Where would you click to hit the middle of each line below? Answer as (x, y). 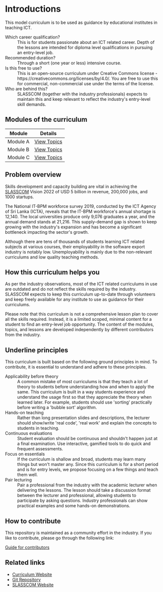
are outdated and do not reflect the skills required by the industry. (71, 289)
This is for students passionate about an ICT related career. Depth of (86, 42)
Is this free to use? (24, 68)
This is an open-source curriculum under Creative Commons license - (87, 73)
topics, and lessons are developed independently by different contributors (79, 330)
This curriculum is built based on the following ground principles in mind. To (81, 362)
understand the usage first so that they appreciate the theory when (84, 397)
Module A (18, 141)
